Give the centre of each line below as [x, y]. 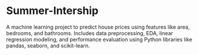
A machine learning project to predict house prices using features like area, [98, 27]
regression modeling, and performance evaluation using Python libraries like [99, 39]
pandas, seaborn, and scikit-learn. [48, 46]
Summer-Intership [52, 11]
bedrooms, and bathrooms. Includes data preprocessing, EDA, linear [90, 33]
